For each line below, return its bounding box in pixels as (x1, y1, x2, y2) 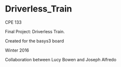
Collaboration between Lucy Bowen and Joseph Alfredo (5, 56, 117, 62)
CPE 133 (5, 19, 22, 25)
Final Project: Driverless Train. (5, 28, 65, 34)
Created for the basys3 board (5, 38, 64, 44)
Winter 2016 (5, 47, 30, 53)
